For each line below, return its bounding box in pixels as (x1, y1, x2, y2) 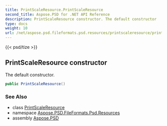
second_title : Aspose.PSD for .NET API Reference (5, 12, 110, 17)
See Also (5, 93, 27, 100)
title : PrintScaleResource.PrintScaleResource (5, 7, 103, 12)
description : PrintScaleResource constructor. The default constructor (5, 16, 157, 21)
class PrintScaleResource (12, 104, 65, 110)
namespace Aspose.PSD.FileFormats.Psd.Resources (12, 110, 120, 116)
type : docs (5, 21, 28, 26)
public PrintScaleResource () (5, 81, 66, 86)
